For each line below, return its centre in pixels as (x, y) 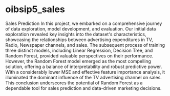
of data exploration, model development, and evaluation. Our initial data (81, 28)
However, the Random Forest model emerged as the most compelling (78, 61)
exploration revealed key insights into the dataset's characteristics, (76, 34)
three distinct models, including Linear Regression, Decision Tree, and (79, 50)
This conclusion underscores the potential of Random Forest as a (74, 83)
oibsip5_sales (35, 9)
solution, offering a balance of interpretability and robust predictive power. (84, 67)
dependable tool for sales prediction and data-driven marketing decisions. (83, 88)
